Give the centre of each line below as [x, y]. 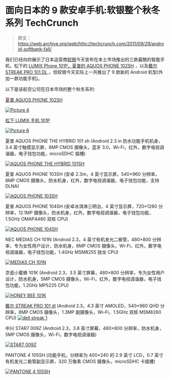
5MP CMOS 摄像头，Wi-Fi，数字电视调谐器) [51, 335]
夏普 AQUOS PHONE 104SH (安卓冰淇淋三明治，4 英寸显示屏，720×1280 [81, 206]
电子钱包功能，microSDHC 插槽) [52, 153]
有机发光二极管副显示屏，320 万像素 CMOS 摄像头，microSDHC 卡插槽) [80, 361]
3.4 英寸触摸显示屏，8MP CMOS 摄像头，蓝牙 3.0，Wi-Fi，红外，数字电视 [83, 147]
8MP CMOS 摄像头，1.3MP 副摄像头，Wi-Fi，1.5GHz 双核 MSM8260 [90, 312]
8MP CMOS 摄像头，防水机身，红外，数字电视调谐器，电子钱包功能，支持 [82, 180]
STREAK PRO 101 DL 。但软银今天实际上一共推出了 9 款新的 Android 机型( [82, 72]
